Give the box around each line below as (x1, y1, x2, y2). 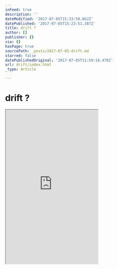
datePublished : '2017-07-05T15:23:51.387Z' (5, 21, 96, 26)
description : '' (5, 12, 38, 17)
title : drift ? (5, 26, 36, 31)
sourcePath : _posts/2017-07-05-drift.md (5, 48, 89, 53)
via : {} (5, 39, 21, 44)
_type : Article (5, 67, 36, 72)
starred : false (5, 53, 36, 58)
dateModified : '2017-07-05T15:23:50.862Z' (5, 16, 93, 21)
